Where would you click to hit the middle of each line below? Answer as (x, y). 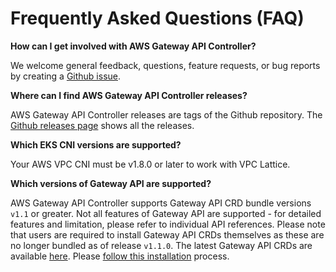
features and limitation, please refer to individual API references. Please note (168, 224)
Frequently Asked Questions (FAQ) (157, 18)
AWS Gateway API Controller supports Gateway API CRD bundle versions (161, 203)
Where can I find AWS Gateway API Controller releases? (129, 95)
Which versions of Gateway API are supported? (111, 183)
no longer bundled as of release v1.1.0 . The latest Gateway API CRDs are (161, 245)
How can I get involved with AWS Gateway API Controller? (133, 46)
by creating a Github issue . (66, 76)
